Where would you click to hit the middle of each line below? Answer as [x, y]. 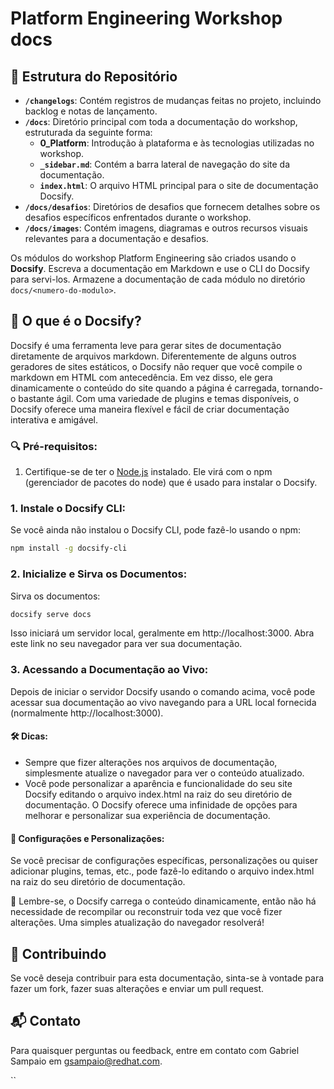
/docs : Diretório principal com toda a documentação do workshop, [161, 121]
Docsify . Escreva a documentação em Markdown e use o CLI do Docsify [160, 268]
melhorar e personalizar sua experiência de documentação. [147, 815]
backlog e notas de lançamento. [91, 111]
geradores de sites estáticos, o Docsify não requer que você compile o [156, 366]
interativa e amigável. [54, 419]
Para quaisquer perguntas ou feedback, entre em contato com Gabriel [155, 1050]
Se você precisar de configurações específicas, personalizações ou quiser [164, 861]
